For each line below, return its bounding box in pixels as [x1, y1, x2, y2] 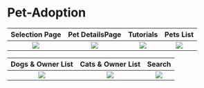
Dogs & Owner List [10, 59, 74, 69]
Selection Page [10, 30, 62, 39]
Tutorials [127, 30, 158, 39]
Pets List [165, 30, 194, 39]
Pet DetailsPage [68, 30, 122, 39]
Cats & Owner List [80, 59, 140, 69]
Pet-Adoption [7, 5, 86, 21]
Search [147, 59, 171, 69]
